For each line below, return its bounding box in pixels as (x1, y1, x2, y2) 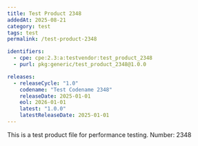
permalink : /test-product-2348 (7, 36, 97, 43)
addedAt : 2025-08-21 (7, 17, 67, 23)
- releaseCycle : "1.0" (13, 80, 79, 87)
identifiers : (7, 48, 45, 55)
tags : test (7, 29, 39, 36)
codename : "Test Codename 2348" (19, 86, 112, 93)
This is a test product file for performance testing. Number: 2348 (7, 130, 192, 138)
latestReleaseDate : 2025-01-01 (19, 112, 110, 119)
